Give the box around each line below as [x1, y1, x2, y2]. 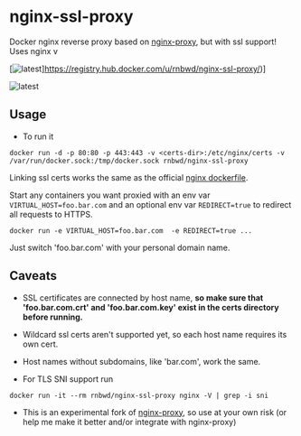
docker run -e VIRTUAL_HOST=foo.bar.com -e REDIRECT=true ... [9, 226, 253, 236]
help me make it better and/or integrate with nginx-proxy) [22, 416, 237, 427]
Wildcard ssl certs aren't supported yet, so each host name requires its [22, 329, 287, 339]
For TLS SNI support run [22, 373, 114, 385]
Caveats [9, 268, 57, 283]
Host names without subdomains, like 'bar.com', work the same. [22, 356, 261, 366]
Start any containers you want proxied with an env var [9, 190, 211, 200]
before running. [22, 311, 83, 322]
